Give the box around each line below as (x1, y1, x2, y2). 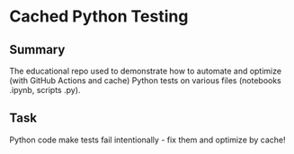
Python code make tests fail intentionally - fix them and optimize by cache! (9, 134, 286, 145)
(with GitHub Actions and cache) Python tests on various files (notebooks (9, 75, 281, 86)
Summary (9, 42, 66, 57)
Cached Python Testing (9, 6, 189, 27)
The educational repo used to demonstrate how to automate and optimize (9, 65, 281, 76)
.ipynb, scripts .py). (9, 85, 81, 95)
